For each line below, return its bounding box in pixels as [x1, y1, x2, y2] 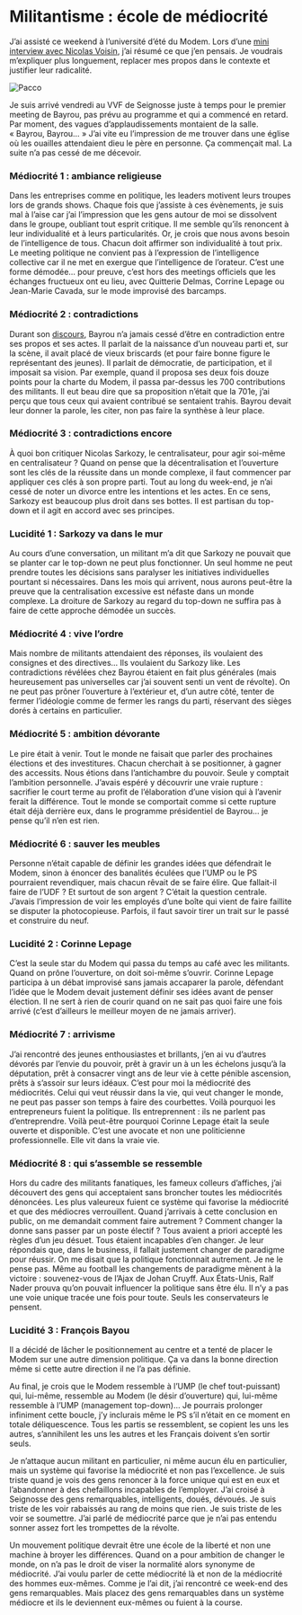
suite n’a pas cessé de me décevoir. [9, 146, 142, 158]
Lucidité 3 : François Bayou [9, 1324, 130, 1336]
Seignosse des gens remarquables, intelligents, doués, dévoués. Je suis [9, 1494, 277, 1504]
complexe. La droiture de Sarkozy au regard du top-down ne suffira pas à [9, 596, 281, 607]
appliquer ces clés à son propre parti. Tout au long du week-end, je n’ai [9, 476, 273, 487]
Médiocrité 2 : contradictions [9, 308, 139, 321]
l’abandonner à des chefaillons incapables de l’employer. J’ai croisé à [9, 1485, 265, 1495]
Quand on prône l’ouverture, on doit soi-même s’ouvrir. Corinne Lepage [9, 968, 274, 979]
